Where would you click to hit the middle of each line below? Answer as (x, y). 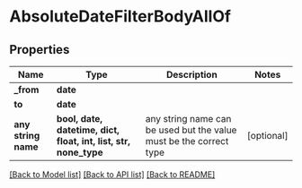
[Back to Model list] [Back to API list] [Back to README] (112, 175)
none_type (80, 152)
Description (191, 75)
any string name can (188, 119)
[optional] (267, 136)
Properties (40, 50)
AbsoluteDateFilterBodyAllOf (120, 17)
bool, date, (80, 119)
